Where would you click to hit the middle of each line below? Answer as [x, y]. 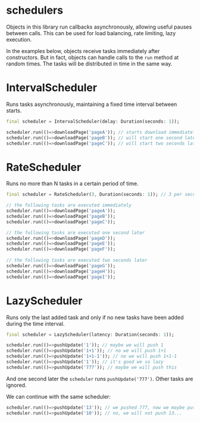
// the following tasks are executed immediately [69, 205]
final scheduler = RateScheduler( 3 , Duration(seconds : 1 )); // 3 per [94, 195]
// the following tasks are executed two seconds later [77, 260]
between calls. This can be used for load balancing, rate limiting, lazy [91, 33]
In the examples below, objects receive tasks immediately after [83, 51]
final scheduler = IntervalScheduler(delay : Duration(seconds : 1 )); [93, 121]
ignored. [16, 385]
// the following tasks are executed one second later [76, 233]
